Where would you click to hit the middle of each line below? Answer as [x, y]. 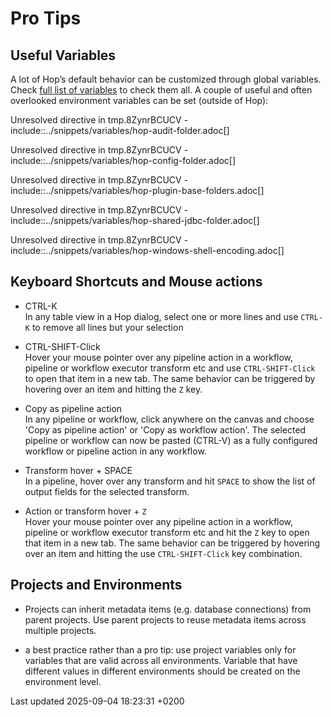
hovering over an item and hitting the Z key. [113, 389]
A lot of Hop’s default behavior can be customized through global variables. [166, 79]
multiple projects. [60, 630]
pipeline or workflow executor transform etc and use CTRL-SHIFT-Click [170, 368]
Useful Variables [63, 55]
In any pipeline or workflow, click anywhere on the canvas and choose [169, 419]
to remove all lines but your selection [107, 327]
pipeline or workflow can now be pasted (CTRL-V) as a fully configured [171, 440]
